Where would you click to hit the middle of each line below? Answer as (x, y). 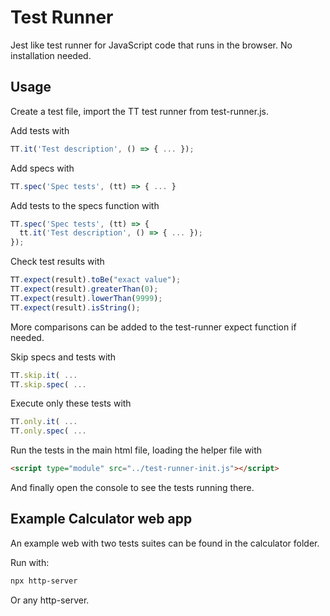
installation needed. (51, 55)
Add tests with (40, 130)
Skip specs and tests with (63, 357)
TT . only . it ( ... (44, 422)
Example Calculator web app (101, 519)
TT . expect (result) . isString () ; (75, 307)
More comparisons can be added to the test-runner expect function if (153, 327)
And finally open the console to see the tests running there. (132, 487)
